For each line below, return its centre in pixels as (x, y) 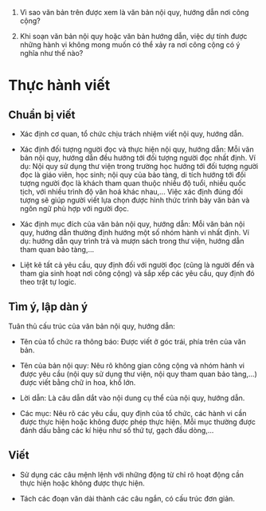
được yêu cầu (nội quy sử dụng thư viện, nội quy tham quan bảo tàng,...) (138, 374)
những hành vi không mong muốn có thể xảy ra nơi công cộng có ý (130, 45)
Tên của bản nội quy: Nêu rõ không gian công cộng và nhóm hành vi (132, 365)
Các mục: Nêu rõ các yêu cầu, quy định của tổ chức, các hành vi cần (133, 413)
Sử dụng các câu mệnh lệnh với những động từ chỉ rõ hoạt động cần (132, 474)
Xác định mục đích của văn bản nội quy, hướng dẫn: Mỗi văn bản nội (132, 224)
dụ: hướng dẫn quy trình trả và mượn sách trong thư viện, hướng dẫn (132, 241)
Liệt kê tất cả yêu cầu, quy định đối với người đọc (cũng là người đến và (137, 265)
